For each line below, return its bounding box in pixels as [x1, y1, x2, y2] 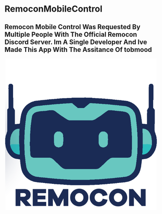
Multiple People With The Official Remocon [4, 30, 137, 38]
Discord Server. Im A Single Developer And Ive [4, 38, 147, 46]
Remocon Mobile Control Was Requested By [4, 23, 141, 31]
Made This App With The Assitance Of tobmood [4, 45, 152, 54]
